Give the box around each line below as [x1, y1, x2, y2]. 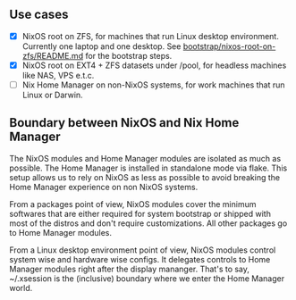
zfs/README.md [21, 50, 83, 61]
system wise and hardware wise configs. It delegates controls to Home [9, 254, 271, 264]
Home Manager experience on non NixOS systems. [9, 181, 199, 192]
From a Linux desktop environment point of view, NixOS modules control [9, 245, 276, 255]
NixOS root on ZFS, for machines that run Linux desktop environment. [21, 30, 279, 41]
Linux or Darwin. [21, 89, 83, 100]
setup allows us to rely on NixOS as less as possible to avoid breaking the [9, 171, 280, 182]
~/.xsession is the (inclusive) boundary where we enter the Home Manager [9, 272, 284, 284]
